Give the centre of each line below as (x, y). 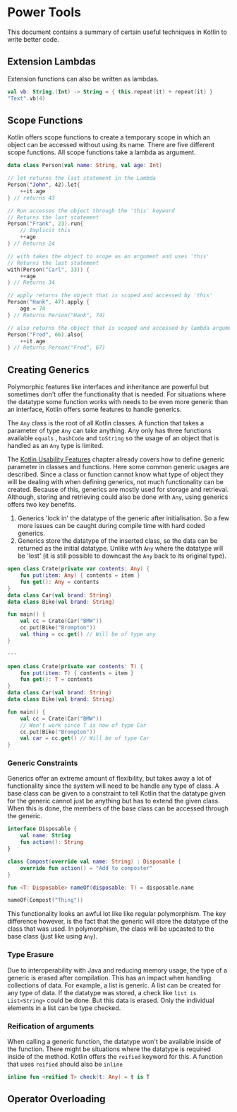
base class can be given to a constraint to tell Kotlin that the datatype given (116, 793)
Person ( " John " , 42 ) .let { (44, 185)
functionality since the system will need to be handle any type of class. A (114, 786)
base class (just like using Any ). (52, 936)
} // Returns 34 (31, 283)
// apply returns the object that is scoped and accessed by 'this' (110, 296)
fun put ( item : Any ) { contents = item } (80, 575)
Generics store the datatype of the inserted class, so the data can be (117, 541)
